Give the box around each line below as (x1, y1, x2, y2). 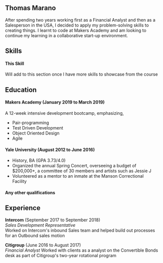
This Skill (5, 60, 24, 66)
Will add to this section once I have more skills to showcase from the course (5, 71, 158, 78)
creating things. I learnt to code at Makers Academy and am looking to (5, 27, 146, 33)
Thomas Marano (5, 4, 56, 12)
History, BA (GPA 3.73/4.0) (12, 158, 66, 163)
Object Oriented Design (12, 130, 60, 136)
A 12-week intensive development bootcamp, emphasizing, (5, 110, 124, 116)
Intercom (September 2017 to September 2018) (5, 217, 101, 223)
